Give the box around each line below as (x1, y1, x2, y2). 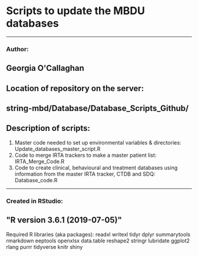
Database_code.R (14, 176, 58, 183)
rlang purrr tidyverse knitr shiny (6, 243, 83, 250)
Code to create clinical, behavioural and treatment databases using (14, 164, 178, 171)
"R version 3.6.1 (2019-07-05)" (6, 215, 123, 225)
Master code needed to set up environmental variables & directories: (14, 139, 181, 146)
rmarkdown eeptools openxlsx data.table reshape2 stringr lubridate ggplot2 (6, 237, 190, 244)
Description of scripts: (6, 123, 90, 133)
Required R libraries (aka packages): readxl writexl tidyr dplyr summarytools (6, 231, 190, 238)
